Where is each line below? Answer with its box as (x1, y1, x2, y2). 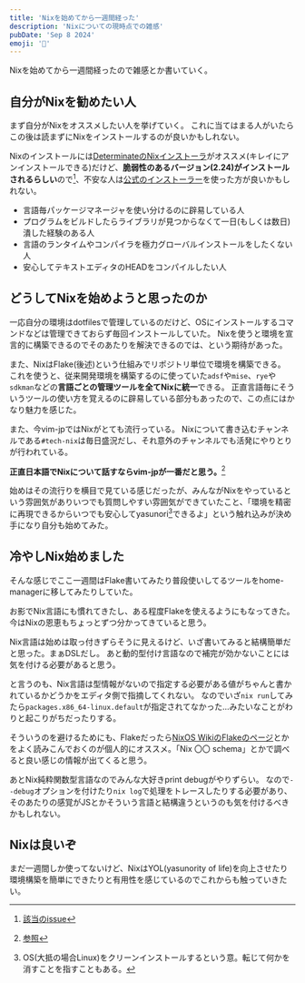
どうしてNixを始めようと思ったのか (9, 290, 208, 306)
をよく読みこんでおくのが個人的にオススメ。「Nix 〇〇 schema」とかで (9, 743, 274, 754)
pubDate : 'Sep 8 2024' (9, 30, 95, 39)
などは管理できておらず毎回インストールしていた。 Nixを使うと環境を (25, 328, 286, 339)
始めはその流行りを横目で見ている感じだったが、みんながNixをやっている (9, 485, 284, 496)
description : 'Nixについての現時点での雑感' (9, 22, 164, 31)
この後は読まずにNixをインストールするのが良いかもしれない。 (9, 131, 245, 142)
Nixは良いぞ (9, 837, 77, 853)
